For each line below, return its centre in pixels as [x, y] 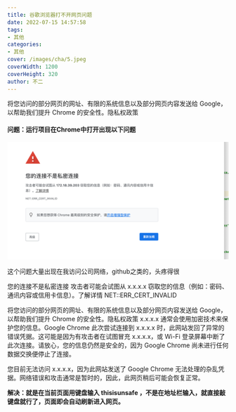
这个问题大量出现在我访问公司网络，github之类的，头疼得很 [93, 271]
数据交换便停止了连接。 [41, 354]
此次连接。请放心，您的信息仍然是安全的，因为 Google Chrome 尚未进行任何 [118, 345]
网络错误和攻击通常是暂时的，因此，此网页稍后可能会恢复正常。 [112, 378]
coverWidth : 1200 [33, 67]
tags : [15, 30]
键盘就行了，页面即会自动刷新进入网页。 [66, 401]
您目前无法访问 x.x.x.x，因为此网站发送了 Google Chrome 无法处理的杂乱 [113, 369]
